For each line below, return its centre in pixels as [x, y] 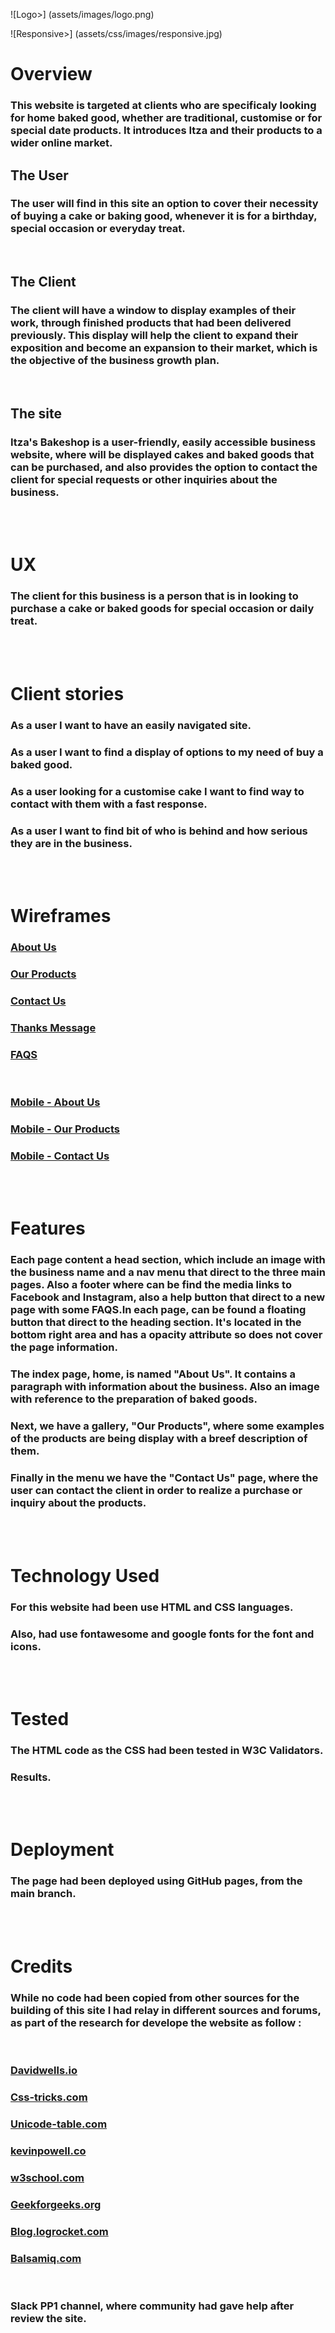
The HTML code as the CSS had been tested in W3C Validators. [167, 1750]
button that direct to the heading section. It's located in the [156, 1322]
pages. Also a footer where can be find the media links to [151, 1285]
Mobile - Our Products [65, 1129]
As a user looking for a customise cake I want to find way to [157, 791]
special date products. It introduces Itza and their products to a [166, 131]
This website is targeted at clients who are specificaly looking [163, 106]
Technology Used [85, 1575]
